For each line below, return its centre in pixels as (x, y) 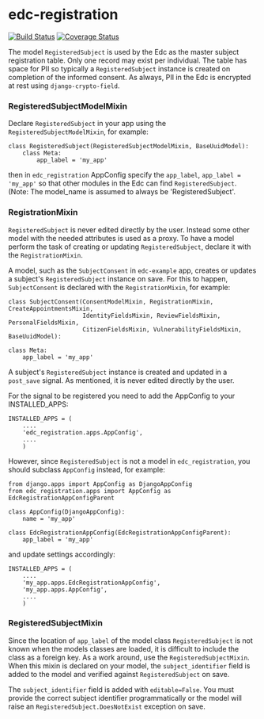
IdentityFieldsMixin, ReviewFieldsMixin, (152, 316)
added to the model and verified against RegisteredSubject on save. (119, 674)
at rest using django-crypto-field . (64, 86)
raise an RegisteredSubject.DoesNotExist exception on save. (107, 706)
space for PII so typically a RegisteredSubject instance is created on (119, 68)
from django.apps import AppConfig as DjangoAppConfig (100, 484)
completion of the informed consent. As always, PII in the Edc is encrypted (130, 77)
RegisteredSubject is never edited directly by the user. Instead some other (129, 229)
